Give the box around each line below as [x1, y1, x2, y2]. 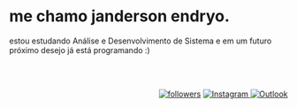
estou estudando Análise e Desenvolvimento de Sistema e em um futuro [9, 35, 272, 46]
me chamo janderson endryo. [9, 6, 230, 27]
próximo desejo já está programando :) [9, 44, 150, 55]
